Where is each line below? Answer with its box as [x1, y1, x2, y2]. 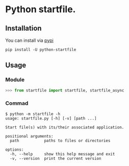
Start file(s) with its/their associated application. [5, 125, 124, 130]
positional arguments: [5, 133, 54, 139]
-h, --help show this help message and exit [10, 151, 115, 156]
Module [5, 76, 24, 84]
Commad [5, 100, 29, 107]
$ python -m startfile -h [5, 111, 60, 117]
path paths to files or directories [10, 138, 111, 143]
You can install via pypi [5, 37, 54, 43]
